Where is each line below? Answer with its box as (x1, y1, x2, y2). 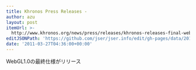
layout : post (6, 19, 38, 25)
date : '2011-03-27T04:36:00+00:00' (6, 41, 93, 47)
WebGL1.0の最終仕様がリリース (6, 58, 82, 65)
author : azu (6, 14, 35, 20)
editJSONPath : (6, 36, 41, 41)
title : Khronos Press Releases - (6, 8, 87, 15)
